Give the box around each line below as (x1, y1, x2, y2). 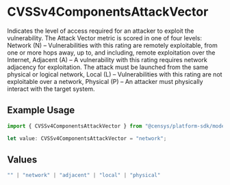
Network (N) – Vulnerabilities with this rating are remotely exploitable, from (7, 41, 218, 49)
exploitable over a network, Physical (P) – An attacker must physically (7, 77, 203, 85)
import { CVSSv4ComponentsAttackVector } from (7, 122, 142, 130)
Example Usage (7, 104, 75, 116)
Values (7, 154, 38, 165)
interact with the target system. (7, 85, 95, 93)
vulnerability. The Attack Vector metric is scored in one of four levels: (7, 33, 202, 42)
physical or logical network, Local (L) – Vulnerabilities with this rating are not (7, 70, 222, 79)
